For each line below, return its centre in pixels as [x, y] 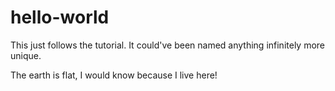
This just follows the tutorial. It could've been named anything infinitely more [168, 45]
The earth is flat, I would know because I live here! [114, 75]
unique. [26, 55]
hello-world [60, 17]
